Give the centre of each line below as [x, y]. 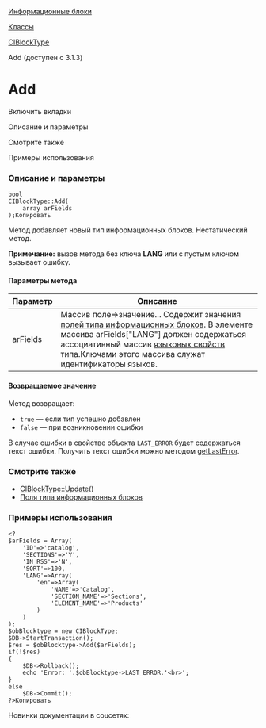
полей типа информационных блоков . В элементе [157, 324]
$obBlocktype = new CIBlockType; [63, 631]
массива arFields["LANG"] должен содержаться [154, 335]
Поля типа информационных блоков [81, 497]
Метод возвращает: [42, 403]
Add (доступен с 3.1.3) [46, 57]
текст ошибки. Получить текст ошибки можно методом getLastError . [124, 450]
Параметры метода [43, 280]
